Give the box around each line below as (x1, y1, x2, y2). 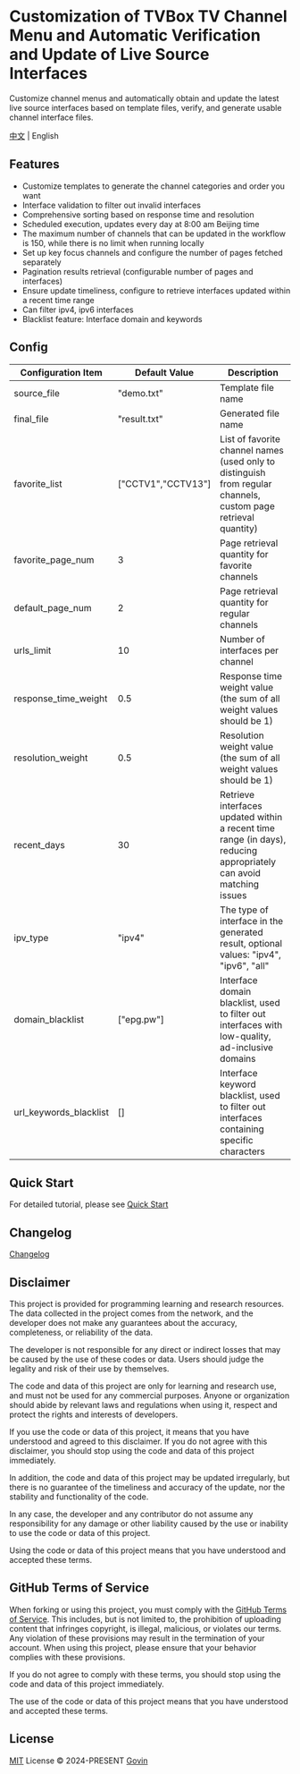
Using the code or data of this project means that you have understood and (9, 1545, 287, 1556)
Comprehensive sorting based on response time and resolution (21, 208, 254, 220)
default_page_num (13, 601, 92, 614)
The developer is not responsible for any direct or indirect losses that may (9, 1345, 281, 1354)
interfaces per (220, 644, 279, 657)
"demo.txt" (117, 386, 163, 399)
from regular (220, 477, 272, 489)
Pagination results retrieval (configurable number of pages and (21, 266, 254, 276)
